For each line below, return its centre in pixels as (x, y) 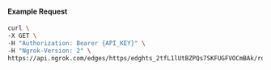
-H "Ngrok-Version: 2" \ (49, 51)
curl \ (19, 28)
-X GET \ (22, 36)
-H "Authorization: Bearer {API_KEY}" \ (77, 43)
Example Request (38, 11)
